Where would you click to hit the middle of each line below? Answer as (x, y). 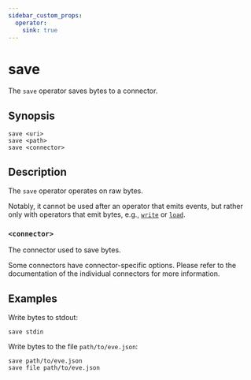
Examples (33, 298)
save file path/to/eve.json (54, 368)
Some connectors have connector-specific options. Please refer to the (122, 266)
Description (37, 171)
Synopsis (31, 115)
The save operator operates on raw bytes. (76, 191)
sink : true (40, 30)
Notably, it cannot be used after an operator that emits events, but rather (126, 206)
